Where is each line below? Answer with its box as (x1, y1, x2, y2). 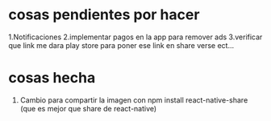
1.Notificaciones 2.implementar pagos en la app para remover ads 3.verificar (8, 32, 263, 42)
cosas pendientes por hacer (8, 6, 200, 24)
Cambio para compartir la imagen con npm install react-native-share (19, 95, 248, 105)
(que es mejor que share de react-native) (19, 103, 157, 113)
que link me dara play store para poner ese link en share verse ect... (8, 40, 235, 50)
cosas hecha (8, 69, 96, 87)
